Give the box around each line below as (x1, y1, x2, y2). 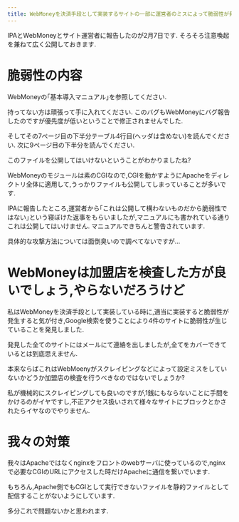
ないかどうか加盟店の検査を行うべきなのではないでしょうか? (7, 373, 185, 382)
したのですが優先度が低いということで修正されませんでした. (7, 116, 184, 125)
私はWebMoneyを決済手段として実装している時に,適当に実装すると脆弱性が (7, 307, 230, 316)
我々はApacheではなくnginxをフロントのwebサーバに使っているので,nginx (7, 459, 226, 467)
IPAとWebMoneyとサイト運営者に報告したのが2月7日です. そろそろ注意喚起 (7, 31, 230, 39)
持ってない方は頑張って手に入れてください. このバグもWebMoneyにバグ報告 (7, 108, 230, 116)
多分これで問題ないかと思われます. (7, 507, 109, 516)
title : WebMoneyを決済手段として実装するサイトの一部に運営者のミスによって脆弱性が (7, 10, 230, 18)
